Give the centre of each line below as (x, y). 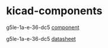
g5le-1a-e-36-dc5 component (43, 27)
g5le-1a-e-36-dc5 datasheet (41, 39)
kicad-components (54, 11)
